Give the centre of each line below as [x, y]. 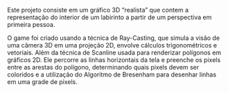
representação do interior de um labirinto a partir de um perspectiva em [109, 17]
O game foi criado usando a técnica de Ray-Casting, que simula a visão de [114, 38]
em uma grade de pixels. [43, 82]
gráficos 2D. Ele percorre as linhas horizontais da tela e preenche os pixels [114, 60]
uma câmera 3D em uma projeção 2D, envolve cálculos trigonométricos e [112, 45]
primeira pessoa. [31, 24]
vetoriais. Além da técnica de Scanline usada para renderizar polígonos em [114, 52]
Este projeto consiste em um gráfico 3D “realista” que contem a [98, 10]
